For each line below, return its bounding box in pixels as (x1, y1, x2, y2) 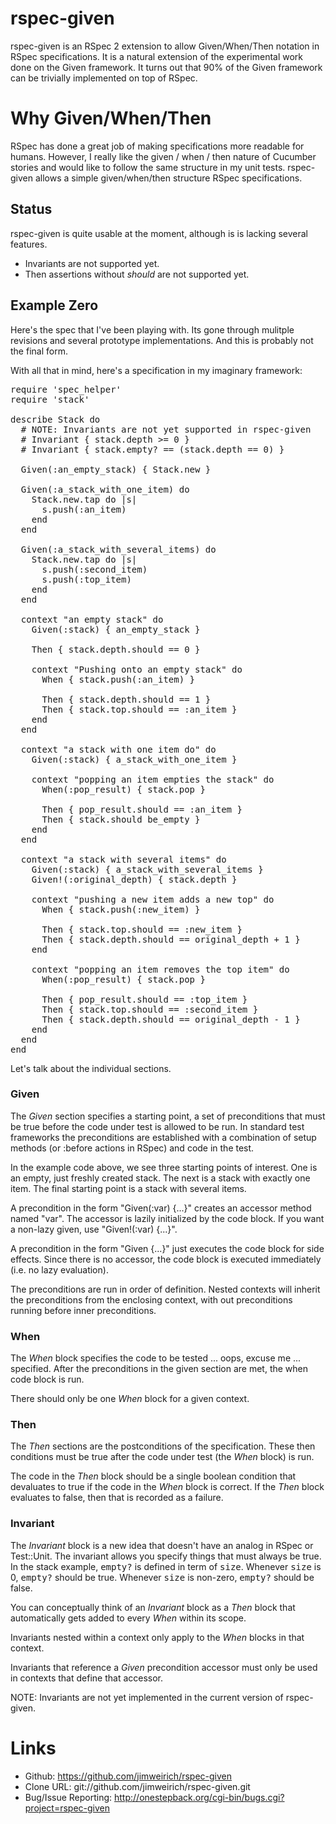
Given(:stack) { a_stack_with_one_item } (31, 753, 238, 765)
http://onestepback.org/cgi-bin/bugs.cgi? (114, 1791, 285, 1803)
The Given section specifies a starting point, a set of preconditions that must (10, 1110, 326, 1122)
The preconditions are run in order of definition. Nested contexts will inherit (10, 1283, 321, 1295)
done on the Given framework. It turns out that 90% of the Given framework (10, 61, 323, 73)
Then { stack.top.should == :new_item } (41, 923, 243, 935)
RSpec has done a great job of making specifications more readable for (10, 140, 305, 152)
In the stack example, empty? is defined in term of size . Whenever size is (10, 1560, 322, 1572)
